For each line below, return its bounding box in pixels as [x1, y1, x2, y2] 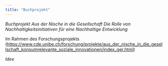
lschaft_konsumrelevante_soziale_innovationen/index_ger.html [5, 46, 134, 52]
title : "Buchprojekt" [5, 7, 51, 12]
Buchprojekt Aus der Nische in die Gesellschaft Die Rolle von [5, 21, 131, 27]
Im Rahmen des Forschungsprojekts [5, 36, 80, 42]
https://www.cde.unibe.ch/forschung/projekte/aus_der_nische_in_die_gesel [7, 41, 163, 47]
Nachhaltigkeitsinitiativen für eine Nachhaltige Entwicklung [5, 26, 128, 32]
